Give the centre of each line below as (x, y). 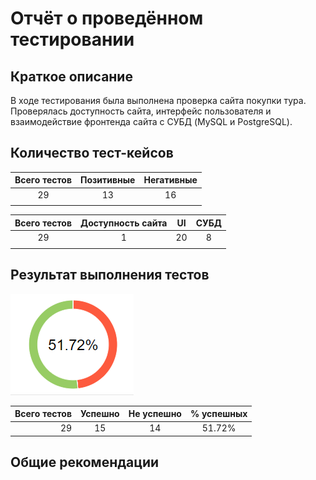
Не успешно (155, 414)
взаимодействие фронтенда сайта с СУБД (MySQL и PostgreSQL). (151, 121)
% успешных (218, 414)
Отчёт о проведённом (107, 18)
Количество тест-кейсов (92, 153)
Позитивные (108, 180)
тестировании (72, 39)
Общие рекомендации (85, 462)
